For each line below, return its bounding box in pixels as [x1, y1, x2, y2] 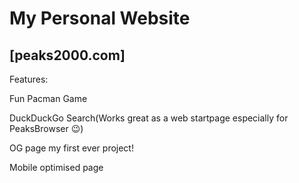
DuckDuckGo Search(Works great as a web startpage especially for [9, 112, 289, 124]
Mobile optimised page [9, 162, 104, 173]
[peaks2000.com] [9, 47, 126, 64]
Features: [9, 73, 49, 85]
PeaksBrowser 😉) [9, 123, 84, 134]
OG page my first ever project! [9, 142, 134, 154]
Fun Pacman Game [9, 93, 88, 104]
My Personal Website [9, 7, 191, 30]
